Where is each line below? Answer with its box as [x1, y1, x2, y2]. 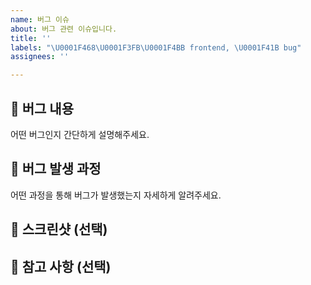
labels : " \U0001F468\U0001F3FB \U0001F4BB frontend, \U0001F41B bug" [10, 42, 302, 53]
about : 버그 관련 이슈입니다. [10, 24, 118, 34]
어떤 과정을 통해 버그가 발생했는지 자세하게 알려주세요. [10, 189, 222, 201]
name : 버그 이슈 [10, 14, 70, 25]
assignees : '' [10, 52, 70, 62]
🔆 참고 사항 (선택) [10, 258, 112, 275]
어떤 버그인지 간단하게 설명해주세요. [10, 128, 150, 140]
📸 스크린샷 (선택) [10, 221, 108, 238]
